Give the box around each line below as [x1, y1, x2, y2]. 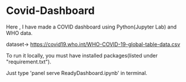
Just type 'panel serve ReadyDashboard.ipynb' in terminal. [6, 69, 147, 76]
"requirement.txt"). [6, 58, 51, 65]
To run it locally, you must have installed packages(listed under [6, 52, 158, 59]
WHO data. [6, 29, 33, 36]
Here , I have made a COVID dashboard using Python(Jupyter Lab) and [6, 23, 177, 30]
